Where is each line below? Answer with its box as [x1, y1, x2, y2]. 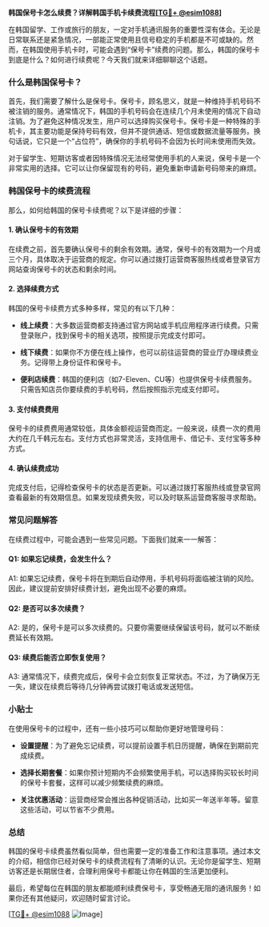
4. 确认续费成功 [8, 463, 59, 473]
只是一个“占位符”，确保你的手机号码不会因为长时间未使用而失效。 [42, 136, 260, 146]
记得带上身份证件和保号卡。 [34, 358, 126, 367]
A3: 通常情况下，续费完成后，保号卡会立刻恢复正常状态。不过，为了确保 [8, 672, 247, 681]
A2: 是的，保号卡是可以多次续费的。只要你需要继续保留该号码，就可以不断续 [8, 623, 260, 632]
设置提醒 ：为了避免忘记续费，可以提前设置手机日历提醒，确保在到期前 [19, 740, 252, 750]
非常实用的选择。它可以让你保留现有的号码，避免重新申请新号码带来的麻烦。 [8, 163, 261, 173]
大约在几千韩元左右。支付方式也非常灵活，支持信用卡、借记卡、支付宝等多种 [8, 434, 261, 443]
